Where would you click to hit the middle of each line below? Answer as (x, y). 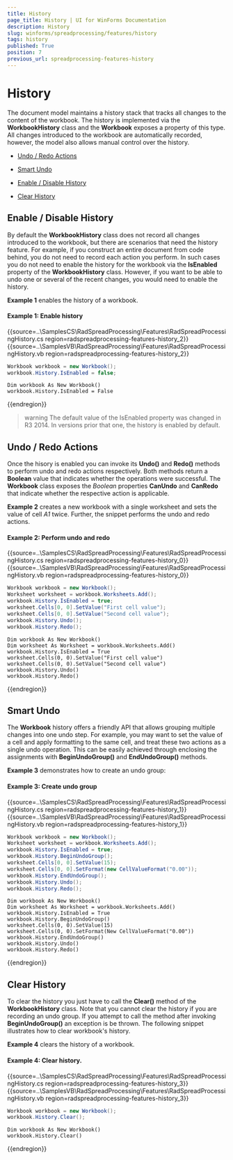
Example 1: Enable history (45, 316)
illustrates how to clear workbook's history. (69, 1031)
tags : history (28, 40)
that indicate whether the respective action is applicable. (88, 493)
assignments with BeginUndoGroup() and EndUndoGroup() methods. (107, 757)
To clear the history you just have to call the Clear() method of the (102, 1001)
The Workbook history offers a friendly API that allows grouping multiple (111, 727)
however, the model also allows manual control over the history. (98, 142)
